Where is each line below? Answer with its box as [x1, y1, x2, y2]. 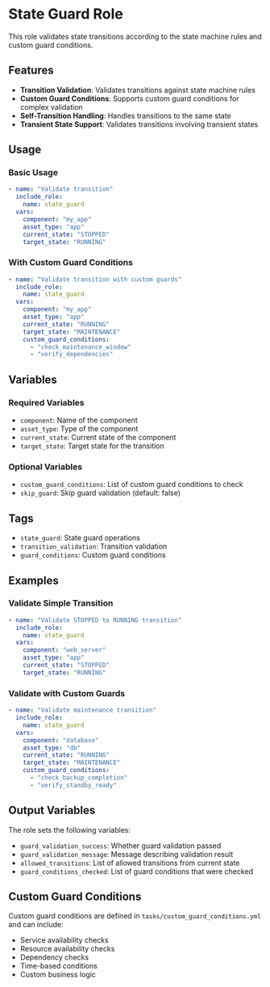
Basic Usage [8, 167, 59, 178]
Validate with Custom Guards [8, 687, 126, 699]
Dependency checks [19, 952, 89, 962]
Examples [8, 573, 59, 587]
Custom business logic [19, 970, 97, 980]
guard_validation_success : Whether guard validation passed [19, 841, 222, 850]
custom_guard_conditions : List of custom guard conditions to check [19, 480, 243, 489]
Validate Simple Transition [8, 598, 114, 609]
